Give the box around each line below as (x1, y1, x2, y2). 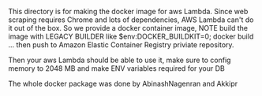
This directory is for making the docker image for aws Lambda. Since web (8, 7, 249, 16)
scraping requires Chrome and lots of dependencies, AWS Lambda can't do (8, 15, 254, 24)
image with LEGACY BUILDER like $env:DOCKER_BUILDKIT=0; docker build (8, 31, 254, 41)
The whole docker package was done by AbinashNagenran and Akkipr (8, 79, 238, 88)
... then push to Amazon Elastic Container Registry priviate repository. (8, 40, 234, 50)
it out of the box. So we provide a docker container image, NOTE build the (8, 24, 249, 32)
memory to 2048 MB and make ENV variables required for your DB (8, 64, 225, 73)
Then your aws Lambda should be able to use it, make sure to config (8, 55, 231, 65)
